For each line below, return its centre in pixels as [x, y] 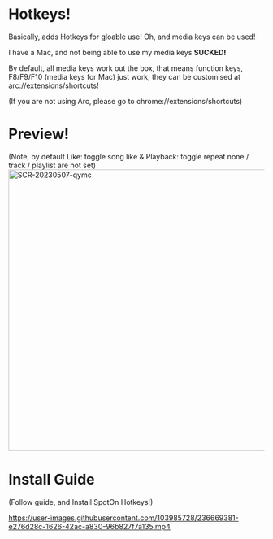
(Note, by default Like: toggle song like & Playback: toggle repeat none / [129, 156]
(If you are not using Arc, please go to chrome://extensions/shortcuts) [126, 101]
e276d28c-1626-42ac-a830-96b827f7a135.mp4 [89, 526]
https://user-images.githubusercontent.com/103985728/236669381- [123, 518]
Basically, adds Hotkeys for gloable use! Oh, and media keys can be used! [132, 37]
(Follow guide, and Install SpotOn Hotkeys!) [81, 502]
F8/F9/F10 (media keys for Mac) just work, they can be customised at [125, 76]
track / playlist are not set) [52, 165]
